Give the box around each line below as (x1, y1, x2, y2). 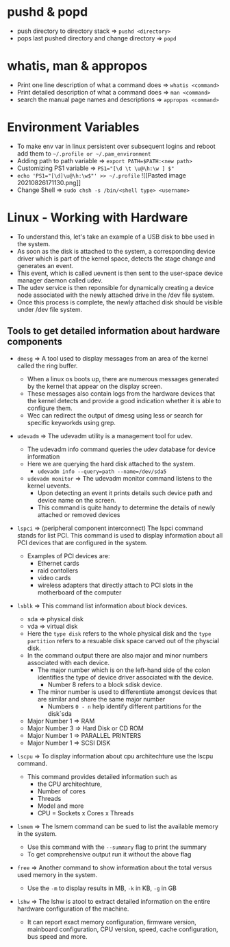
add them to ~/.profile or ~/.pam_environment (16, 149, 151, 158)
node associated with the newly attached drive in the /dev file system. (16, 291, 215, 299)
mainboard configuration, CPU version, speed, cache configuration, (27, 925, 218, 933)
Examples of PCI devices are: (27, 551, 110, 560)
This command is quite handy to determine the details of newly (37, 503, 216, 512)
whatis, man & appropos (7, 58, 148, 74)
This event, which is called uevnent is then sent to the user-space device (16, 269, 224, 277)
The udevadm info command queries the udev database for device (27, 445, 216, 453)
